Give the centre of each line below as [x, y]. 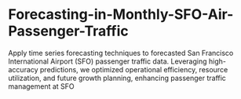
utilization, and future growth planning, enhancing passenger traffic [117, 78]
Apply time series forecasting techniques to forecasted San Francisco [121, 53]
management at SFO [41, 86]
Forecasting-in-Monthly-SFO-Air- [121, 15]
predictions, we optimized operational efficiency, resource [134, 69]
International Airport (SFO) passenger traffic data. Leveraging [108, 61]
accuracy [23, 69]
